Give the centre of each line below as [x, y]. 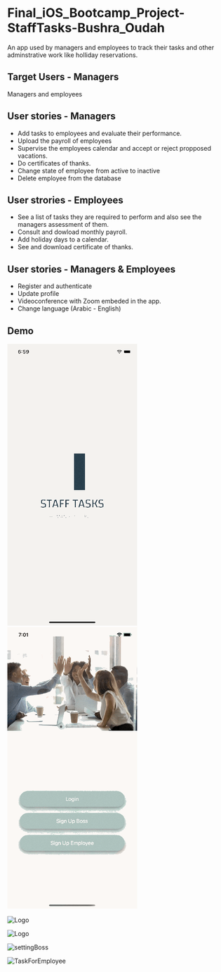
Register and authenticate [55, 286]
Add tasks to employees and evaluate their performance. [100, 133]
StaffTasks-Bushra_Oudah [86, 28]
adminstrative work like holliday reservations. [73, 55]
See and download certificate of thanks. [75, 247]
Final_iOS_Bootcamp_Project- [96, 13]
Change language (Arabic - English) [69, 309]
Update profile [38, 294]
